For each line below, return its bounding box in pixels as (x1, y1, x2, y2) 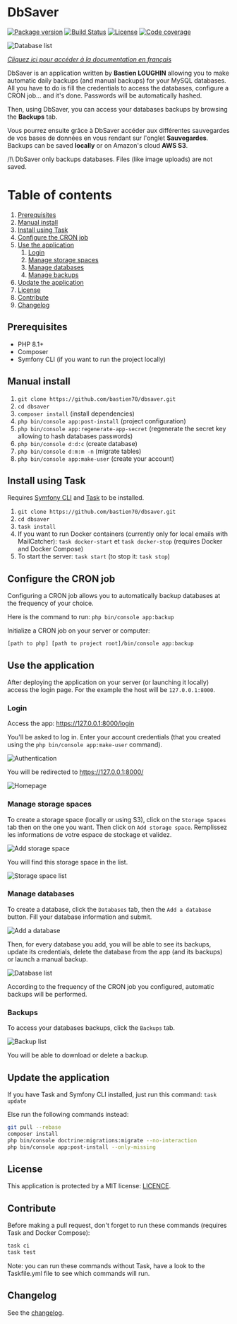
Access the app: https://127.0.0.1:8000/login (7, 719, 135, 728)
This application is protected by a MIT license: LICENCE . (7, 1182, 171, 1190)
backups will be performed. (7, 990, 87, 998)
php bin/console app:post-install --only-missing (7, 1143, 157, 1151)
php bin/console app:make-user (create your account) (17, 454, 174, 463)
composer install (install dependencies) (17, 409, 135, 418)
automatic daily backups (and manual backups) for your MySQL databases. (7, 76, 227, 85)
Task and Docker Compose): (7, 1229, 90, 1237)
